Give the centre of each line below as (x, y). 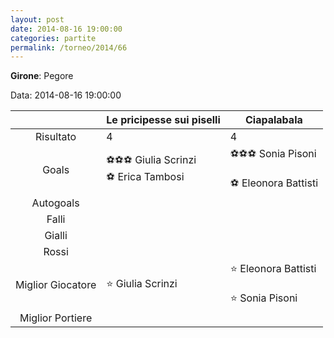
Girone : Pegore (42, 76)
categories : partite (53, 38)
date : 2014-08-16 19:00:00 (66, 29)
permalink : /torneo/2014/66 (69, 47)
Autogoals (55, 203)
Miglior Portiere (56, 318)
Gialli (56, 236)
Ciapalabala (273, 120)
